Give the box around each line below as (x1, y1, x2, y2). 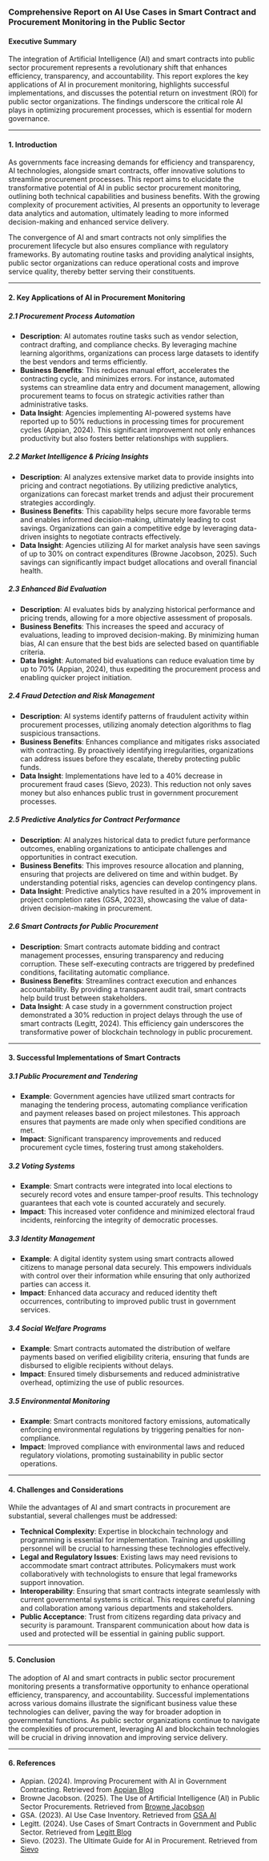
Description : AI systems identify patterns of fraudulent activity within (19, 711, 249, 720)
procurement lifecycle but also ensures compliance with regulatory (8, 241, 229, 251)
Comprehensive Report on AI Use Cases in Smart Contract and (8, 6, 256, 18)
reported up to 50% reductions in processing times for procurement (19, 416, 244, 426)
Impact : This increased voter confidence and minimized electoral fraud (19, 1206, 255, 1217)
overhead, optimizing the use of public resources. (19, 1378, 184, 1388)
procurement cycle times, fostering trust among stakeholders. (19, 1142, 224, 1153)
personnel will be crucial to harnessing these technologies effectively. (19, 1543, 251, 1554)
